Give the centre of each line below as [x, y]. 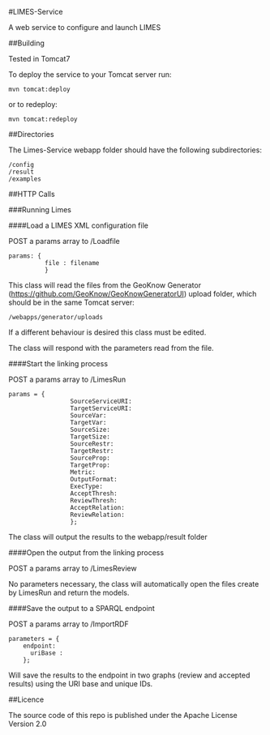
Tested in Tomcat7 [39, 59]
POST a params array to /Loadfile [64, 241]
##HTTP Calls [32, 194]
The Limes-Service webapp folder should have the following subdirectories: [135, 150]
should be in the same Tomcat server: [72, 302]
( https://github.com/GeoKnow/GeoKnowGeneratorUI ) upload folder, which [133, 294]
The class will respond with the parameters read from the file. [111, 348]
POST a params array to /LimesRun [67, 379]
